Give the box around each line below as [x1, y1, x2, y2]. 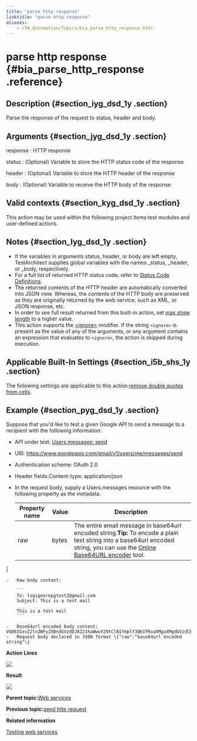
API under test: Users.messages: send [14, 439, 107, 446]
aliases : [6, 19, 28, 25]
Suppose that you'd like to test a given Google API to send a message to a [6, 421, 185, 428]
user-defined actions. [6, 220, 59, 227]
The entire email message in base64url [74, 522, 182, 530]
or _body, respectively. [14, 265, 70, 272]
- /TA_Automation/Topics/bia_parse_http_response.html [16, 25, 154, 31]
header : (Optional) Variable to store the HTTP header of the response [6, 170, 175, 177]
